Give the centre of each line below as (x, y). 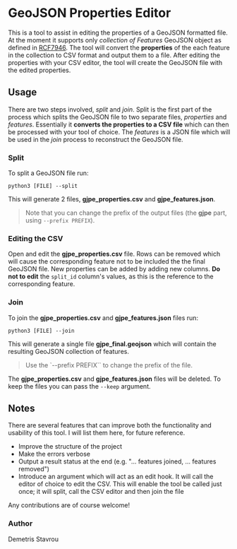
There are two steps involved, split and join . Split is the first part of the (110, 109)
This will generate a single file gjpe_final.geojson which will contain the (113, 343)
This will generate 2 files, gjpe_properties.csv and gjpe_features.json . (112, 199)
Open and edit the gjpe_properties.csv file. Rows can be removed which (114, 254)
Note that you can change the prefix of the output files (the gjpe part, (126, 213)
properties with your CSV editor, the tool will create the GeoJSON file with (115, 62)
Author (20, 524)
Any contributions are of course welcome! (69, 505)
